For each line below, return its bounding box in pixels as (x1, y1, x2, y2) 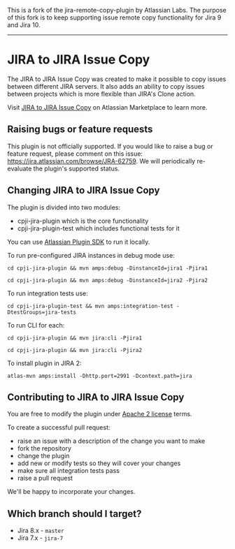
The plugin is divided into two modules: (7, 203, 121, 212)
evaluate (7, 164, 32, 173)
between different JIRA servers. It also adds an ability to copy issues (7, 82, 205, 90)
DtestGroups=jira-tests (7, 309, 77, 316)
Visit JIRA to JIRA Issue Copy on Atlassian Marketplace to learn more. (7, 103, 208, 111)
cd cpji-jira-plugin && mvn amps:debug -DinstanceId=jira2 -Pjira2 (7, 277, 208, 284)
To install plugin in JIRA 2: (7, 359, 82, 367)
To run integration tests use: (7, 289, 89, 298)
